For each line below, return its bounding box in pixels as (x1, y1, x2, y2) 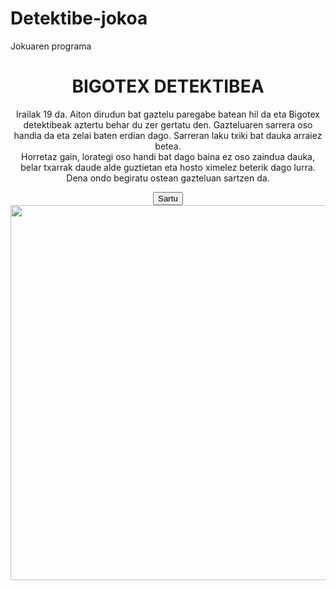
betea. (154, 140, 182, 152)
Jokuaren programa (10, 40, 92, 52)
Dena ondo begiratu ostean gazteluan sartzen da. (66, 172, 270, 184)
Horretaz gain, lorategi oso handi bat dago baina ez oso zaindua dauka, (20, 150, 316, 162)
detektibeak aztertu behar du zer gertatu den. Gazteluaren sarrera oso (23, 118, 313, 131)
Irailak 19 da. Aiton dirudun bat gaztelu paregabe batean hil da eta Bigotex (16, 108, 320, 120)
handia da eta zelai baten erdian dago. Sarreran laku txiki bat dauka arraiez (13, 129, 323, 141)
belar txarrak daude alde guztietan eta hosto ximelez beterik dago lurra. (20, 161, 316, 173)
